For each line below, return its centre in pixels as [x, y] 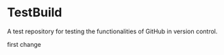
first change [24, 44]
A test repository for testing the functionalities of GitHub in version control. [112, 31]
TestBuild [35, 13]
